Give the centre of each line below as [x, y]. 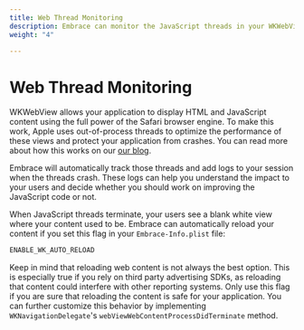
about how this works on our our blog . [81, 151]
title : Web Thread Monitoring [66, 18]
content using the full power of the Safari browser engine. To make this [142, 122]
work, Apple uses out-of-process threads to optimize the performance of [146, 131]
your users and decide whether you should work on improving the [132, 187]
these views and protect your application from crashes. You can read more [149, 141]
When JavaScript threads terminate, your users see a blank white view [141, 214]
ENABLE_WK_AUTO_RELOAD [52, 250]
